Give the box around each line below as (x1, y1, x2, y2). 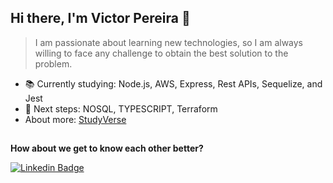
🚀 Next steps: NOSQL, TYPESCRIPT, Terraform (24, 102, 218, 115)
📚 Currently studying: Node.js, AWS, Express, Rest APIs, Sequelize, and (24, 77, 323, 90)
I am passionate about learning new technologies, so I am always (34, 36, 303, 48)
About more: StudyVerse (24, 113, 127, 125)
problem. (34, 57, 73, 70)
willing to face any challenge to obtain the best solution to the (34, 47, 289, 59)
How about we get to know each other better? (10, 142, 204, 155)
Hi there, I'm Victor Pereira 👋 (10, 10, 191, 27)
